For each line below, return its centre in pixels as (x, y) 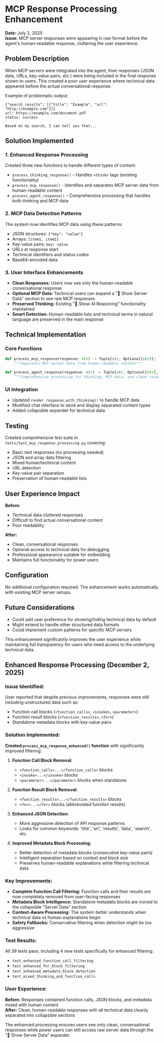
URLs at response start (35, 249)
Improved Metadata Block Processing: (52, 843)
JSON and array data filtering (41, 458)
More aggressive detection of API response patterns (72, 823)
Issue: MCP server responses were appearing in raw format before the (76, 38)
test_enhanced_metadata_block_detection (54, 972)
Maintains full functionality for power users (55, 560)
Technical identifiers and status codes (51, 254)
